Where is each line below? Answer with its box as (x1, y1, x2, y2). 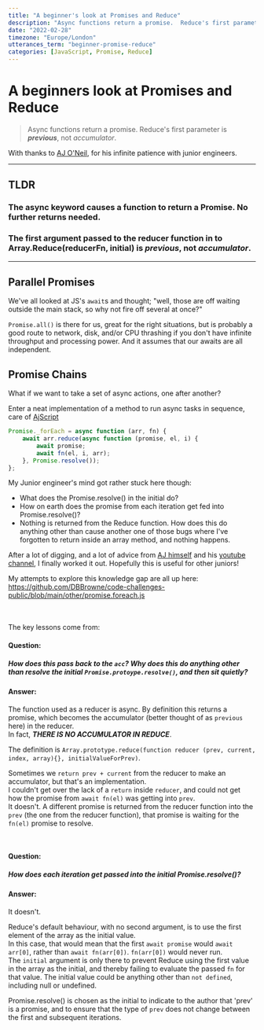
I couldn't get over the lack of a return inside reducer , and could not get (8, 785, 241, 794)
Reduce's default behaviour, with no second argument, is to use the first (8, 921, 242, 932)
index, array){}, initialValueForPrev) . (8, 752, 141, 763)
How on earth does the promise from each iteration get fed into (19, 502, 225, 511)
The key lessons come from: (8, 623, 101, 632)
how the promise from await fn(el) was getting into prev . (8, 793, 196, 803)
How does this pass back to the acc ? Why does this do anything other (8, 658, 240, 668)
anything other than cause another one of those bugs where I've (19, 527, 229, 536)
